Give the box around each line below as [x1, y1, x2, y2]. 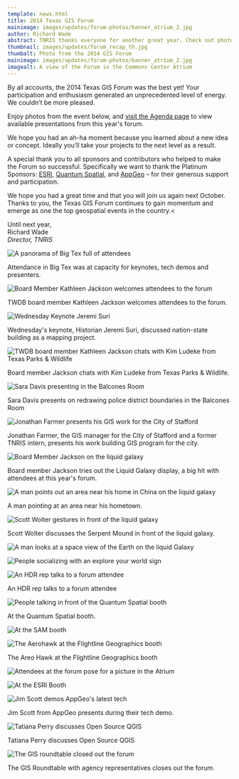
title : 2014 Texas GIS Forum [7, 17, 94, 24]
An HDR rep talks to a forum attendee [7, 584, 117, 592]
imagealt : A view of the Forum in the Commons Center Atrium [7, 63, 193, 70]
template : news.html [7, 10, 69, 18]
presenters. [7, 270, 41, 278]
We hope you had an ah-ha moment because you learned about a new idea [7, 133, 228, 142]
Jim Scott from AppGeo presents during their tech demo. [7, 708, 174, 716]
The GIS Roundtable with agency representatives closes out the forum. [7, 763, 215, 772]
